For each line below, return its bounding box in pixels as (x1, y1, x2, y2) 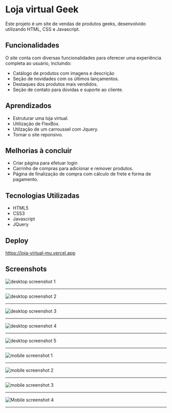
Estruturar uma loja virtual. (12, 115, 69, 121)
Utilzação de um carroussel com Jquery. (12, 126, 99, 132)
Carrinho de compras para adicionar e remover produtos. (12, 166, 134, 172)
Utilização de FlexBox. (12, 120, 60, 127)
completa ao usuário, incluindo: (5, 60, 72, 66)
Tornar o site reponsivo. (12, 131, 63, 137)
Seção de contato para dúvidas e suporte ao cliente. (12, 86, 124, 93)
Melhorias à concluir (5, 146, 72, 155)
